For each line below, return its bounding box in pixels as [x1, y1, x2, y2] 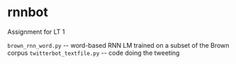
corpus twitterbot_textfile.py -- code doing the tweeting [7, 49, 180, 57]
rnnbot [7, 4, 48, 20]
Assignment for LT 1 [7, 27, 65, 36]
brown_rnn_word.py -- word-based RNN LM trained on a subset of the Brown [7, 41, 230, 49]
